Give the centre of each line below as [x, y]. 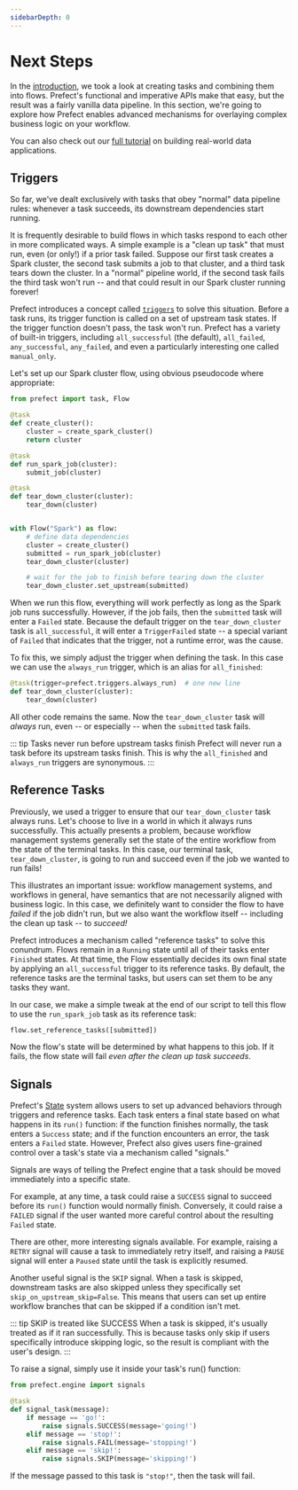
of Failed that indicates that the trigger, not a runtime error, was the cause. [147, 640]
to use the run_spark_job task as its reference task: [103, 1014]
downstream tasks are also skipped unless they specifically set [125, 1288]
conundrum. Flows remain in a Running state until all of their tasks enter [140, 949]
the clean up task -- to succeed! [69, 922]
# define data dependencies [78, 537]
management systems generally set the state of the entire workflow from [143, 840]
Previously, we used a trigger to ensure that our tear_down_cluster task [141, 812]
